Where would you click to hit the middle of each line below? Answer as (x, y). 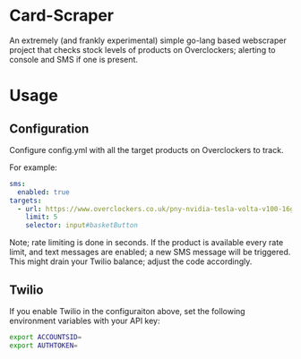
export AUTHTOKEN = (43, 346)
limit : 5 (42, 217)
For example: (34, 167)
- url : (30, 209)
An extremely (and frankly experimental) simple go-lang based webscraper (148, 40)
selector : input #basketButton (82, 226)
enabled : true (43, 192)
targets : (26, 201)
